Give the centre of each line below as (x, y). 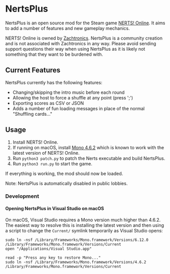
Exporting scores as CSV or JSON (48, 103)
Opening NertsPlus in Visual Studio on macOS (55, 209)
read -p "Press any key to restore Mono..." (53, 258)
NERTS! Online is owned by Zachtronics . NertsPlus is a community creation (84, 38)
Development (22, 196)
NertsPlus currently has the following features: (54, 82)
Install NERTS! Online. (35, 142)
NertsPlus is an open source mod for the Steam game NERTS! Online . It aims (85, 23)
